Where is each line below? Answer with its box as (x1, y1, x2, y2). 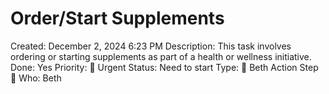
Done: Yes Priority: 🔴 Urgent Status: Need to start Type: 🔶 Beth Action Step (10, 61, 319, 73)
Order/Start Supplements (10, 7, 225, 30)
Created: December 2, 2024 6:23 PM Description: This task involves (10, 40, 292, 52)
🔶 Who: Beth (10, 72, 62, 84)
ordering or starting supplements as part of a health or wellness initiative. (10, 50, 312, 62)
